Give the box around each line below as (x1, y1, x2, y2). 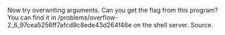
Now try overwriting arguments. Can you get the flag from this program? (7, 6, 218, 14)
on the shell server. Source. (133, 21, 214, 29)
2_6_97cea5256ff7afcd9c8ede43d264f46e (7, 21, 132, 29)
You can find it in (7, 13, 57, 22)
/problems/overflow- (57, 13, 118, 22)
